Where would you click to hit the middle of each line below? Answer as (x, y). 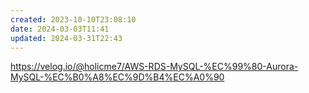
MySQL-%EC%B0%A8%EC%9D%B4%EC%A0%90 (117, 77)
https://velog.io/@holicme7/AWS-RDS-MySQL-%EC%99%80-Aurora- (154, 67)
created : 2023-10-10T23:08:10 (73, 19)
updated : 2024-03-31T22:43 (66, 38)
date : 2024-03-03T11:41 (60, 29)
